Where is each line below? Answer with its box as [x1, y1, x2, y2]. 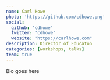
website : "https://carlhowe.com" [11, 35, 93, 41]
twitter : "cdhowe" [11, 30, 56, 36]
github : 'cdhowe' [11, 24, 54, 31]
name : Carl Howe [6, 8, 45, 14]
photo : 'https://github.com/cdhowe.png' [6, 14, 106, 20]
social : [6, 19, 25, 25]
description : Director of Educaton [6, 41, 93, 47]
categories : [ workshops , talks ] [6, 46, 84, 52]
